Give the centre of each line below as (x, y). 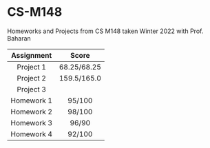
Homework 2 (32, 112)
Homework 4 (32, 134)
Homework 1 (32, 101)
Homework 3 (32, 123)
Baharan (19, 38)
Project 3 (32, 89)
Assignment (32, 55)
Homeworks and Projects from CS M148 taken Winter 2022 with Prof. (105, 31)
